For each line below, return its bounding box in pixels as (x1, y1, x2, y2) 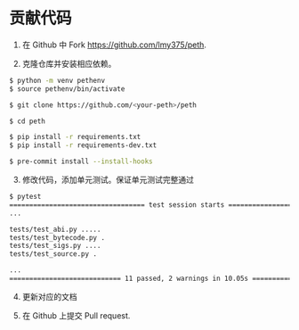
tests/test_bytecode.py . (9, 233, 105, 242)
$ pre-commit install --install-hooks (9, 157, 153, 166)
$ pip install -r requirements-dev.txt (9, 141, 158, 150)
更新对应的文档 (21, 291, 77, 301)
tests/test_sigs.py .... (9, 242, 101, 251)
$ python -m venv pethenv (9, 76, 105, 85)
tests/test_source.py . (9, 250, 98, 259)
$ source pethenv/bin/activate (9, 84, 125, 94)
